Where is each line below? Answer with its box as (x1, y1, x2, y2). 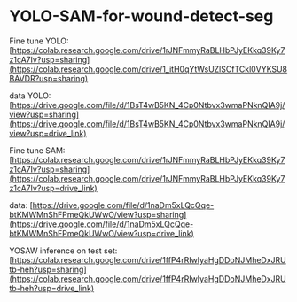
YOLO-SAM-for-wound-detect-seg (9, 6, 274, 27)
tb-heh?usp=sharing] (9, 264, 87, 275)
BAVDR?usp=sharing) (9, 73, 89, 83)
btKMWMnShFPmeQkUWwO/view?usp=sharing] (9, 209, 187, 220)
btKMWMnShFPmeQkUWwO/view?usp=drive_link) (9, 228, 195, 238)
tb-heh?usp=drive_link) (9, 283, 95, 293)
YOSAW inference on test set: (9, 245, 118, 256)
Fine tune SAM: (9, 144, 66, 156)
